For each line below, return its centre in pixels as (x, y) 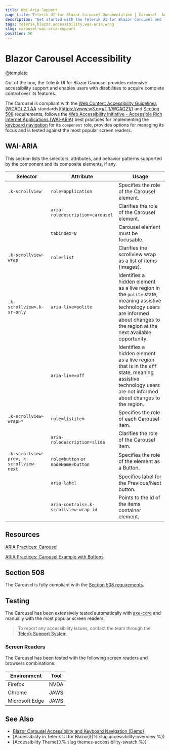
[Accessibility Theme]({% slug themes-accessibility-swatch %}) (79, 742)
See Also (19, 719)
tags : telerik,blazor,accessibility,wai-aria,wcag (60, 24)
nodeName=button (70, 464)
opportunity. (133, 338)
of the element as (139, 461)
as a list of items (138, 261)
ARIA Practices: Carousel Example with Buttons (54, 556)
